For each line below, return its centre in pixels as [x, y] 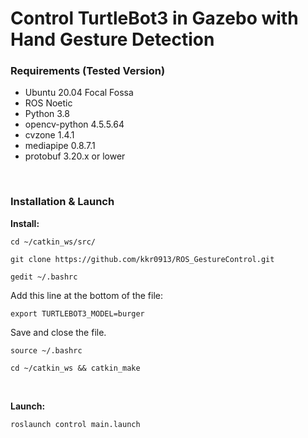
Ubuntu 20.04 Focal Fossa [79, 93]
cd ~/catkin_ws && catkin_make [75, 368]
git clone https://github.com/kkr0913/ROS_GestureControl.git [142, 259]
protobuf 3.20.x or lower [75, 156]
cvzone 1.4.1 [49, 135]
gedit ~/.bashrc [44, 277]
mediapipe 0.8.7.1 [60, 146]
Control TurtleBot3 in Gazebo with [154, 18]
